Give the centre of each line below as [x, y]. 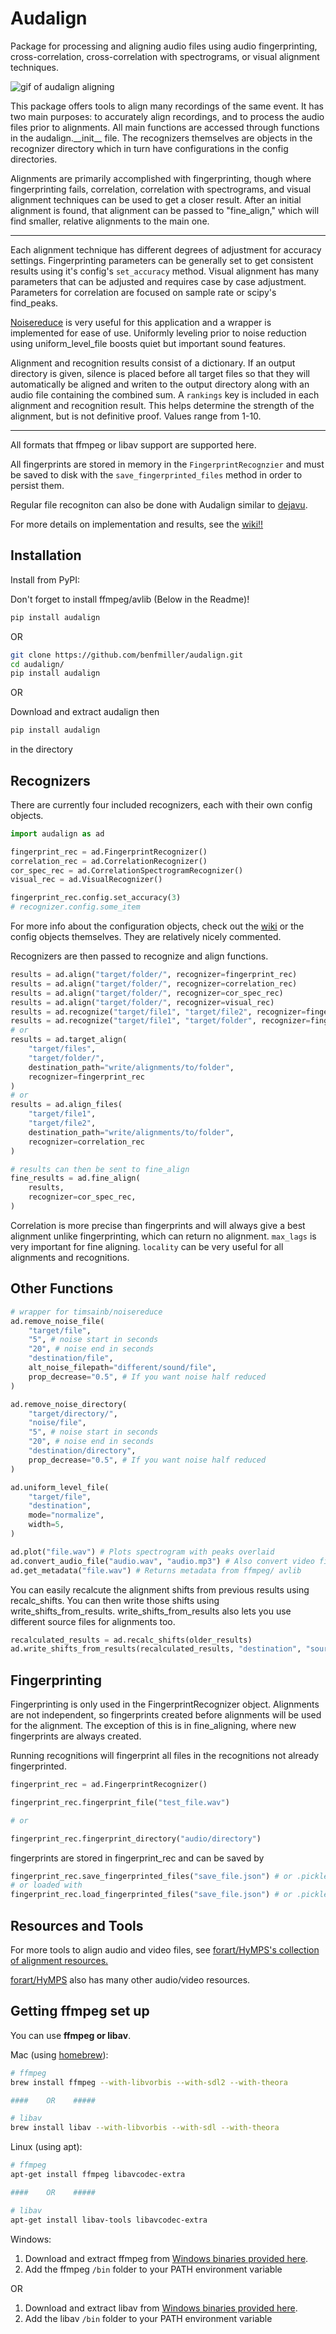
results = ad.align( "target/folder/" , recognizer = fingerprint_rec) [154, 975]
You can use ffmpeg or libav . [71, 2035]
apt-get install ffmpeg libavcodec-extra [98, 2175]
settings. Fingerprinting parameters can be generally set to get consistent [162, 260]
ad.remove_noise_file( [57, 1321]
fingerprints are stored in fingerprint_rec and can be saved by [137, 1858]
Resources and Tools [77, 1925]
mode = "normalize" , [66, 1515]
